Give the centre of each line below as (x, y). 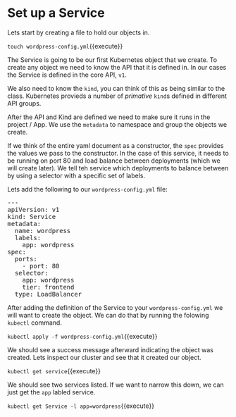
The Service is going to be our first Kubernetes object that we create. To (112, 60)
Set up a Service (56, 13)
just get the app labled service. (51, 392)
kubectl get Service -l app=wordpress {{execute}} (81, 406)
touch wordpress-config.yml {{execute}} (65, 46)
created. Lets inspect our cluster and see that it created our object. (105, 357)
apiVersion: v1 (33, 210)
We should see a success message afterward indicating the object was (110, 349)
